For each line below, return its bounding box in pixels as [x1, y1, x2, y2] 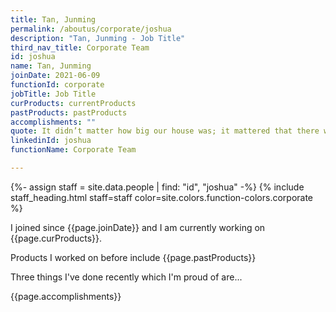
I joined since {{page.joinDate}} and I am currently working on [10, 221, 266, 233]
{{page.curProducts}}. [10, 232, 103, 244]
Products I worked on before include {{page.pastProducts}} [10, 251, 257, 263]
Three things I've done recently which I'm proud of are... [10, 271, 243, 283]
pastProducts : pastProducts [10, 107, 128, 118]
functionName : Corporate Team [10, 145, 137, 155]
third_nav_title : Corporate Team [10, 42, 150, 53]
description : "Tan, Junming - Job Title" [10, 33, 186, 43]
